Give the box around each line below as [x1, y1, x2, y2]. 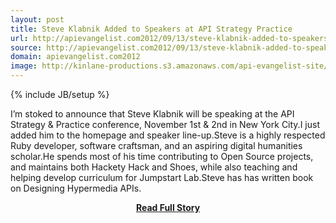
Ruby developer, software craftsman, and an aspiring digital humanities [10, 140, 303, 151]
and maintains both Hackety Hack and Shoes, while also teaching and [10, 161, 298, 173]
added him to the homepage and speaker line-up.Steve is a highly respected [10, 129, 326, 141]
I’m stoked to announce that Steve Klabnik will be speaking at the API [10, 108, 295, 120]
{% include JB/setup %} [10, 89, 110, 100]
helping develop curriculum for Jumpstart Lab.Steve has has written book [10, 172, 314, 183]
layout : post [10, 14, 65, 25]
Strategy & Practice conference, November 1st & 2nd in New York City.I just [10, 119, 320, 130]
